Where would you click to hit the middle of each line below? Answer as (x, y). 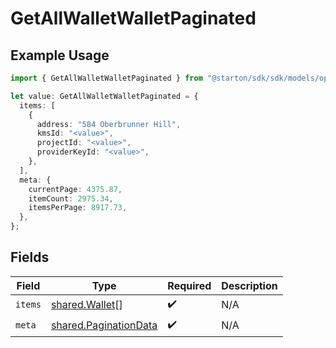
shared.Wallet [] (86, 305)
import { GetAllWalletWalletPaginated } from (106, 78)
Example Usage (60, 55)
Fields (30, 257)
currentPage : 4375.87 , (75, 189)
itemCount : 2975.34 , (71, 198)
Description (249, 285)
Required (189, 285)
